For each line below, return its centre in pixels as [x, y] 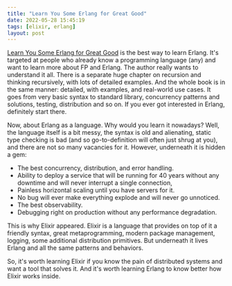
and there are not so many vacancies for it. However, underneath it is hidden [116, 147]
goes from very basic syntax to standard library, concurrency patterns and [114, 97]
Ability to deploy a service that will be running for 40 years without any [118, 176]
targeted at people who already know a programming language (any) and [111, 60]
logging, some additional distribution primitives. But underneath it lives [108, 241]
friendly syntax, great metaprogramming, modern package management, [111, 233]
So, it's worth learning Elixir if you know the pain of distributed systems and [115, 262]
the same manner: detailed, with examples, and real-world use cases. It [109, 90]
